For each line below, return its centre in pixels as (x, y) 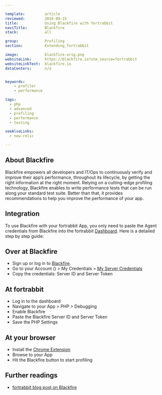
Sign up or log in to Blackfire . (41, 263)
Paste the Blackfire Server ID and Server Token (60, 317)
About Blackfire (29, 160)
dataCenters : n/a (28, 68)
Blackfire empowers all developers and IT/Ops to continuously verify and (79, 172)
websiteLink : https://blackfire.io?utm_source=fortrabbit (71, 59)
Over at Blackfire (31, 252)
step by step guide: (25, 236)
